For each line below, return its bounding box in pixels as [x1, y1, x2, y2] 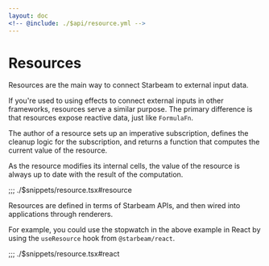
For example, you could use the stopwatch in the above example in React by [8, 225, 261, 235]
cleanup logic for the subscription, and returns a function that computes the [8, 137, 260, 147]
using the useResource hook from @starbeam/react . [8, 234, 176, 243]
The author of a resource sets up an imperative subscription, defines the [8, 129, 249, 138]
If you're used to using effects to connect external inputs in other [8, 96, 224, 105]
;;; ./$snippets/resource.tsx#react [8, 249, 120, 259]
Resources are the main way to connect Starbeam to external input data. [8, 80, 249, 90]
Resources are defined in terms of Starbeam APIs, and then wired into [8, 201, 241, 211]
